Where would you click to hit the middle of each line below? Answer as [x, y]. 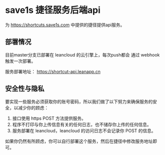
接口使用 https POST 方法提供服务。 [49, 118]
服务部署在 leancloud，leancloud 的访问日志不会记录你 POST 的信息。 [84, 130]
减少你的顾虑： [33, 107]
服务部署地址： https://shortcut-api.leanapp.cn [53, 71]
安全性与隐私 [25, 89]
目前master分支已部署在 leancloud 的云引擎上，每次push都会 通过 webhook [82, 54]
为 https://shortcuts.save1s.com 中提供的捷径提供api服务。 [65, 25]
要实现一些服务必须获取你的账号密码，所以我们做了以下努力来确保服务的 [79, 102]
